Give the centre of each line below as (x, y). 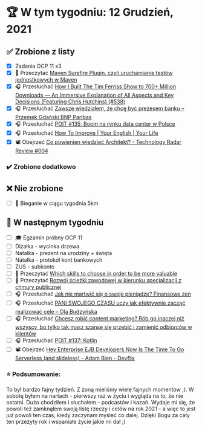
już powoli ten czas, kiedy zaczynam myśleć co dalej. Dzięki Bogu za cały (98, 415)
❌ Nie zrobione (35, 189)
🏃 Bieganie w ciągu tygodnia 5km (57, 203)
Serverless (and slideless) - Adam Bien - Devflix (75, 358)
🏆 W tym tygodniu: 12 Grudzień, (90, 12)
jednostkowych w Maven (46, 80)
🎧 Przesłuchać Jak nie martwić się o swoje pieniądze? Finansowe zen (103, 294)
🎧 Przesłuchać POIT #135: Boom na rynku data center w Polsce (95, 124)
